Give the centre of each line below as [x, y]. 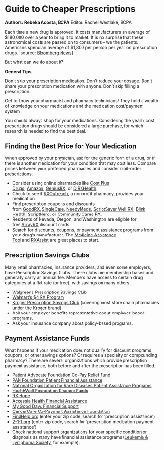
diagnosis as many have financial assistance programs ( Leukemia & [80, 437]
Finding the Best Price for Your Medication [71, 147]
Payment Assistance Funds [48, 338]
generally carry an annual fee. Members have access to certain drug [74, 277]
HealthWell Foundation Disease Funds [50, 391]
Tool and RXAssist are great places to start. [56, 240]
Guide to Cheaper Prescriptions [70, 9]
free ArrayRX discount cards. [41, 224]
